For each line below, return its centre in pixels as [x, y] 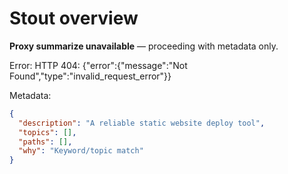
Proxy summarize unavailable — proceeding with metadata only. [144, 46]
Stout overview [74, 18]
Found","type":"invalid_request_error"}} [90, 76]
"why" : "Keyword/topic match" [81, 151]
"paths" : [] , [45, 142]
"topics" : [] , [47, 132]
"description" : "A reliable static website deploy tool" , [142, 123]
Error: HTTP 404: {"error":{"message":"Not [98, 65]
